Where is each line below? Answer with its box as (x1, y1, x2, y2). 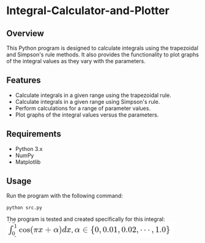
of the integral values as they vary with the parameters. (6, 58, 146, 64)
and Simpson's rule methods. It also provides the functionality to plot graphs (6, 51, 199, 58)
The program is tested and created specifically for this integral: (6, 215, 165, 223)
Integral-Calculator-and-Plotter (6, 4, 170, 18)
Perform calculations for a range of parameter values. (15, 104, 151, 112)
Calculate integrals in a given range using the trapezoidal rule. (15, 91, 171, 99)
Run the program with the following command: (6, 192, 124, 199)
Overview (6, 28, 45, 39)
